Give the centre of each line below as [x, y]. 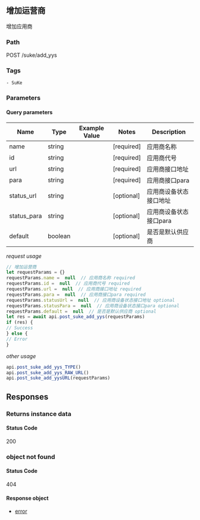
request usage [24, 256]
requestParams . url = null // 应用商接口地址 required [74, 289]
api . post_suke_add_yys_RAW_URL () [48, 372]
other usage [21, 356]
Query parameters [29, 112]
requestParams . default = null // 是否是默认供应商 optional [81, 311]
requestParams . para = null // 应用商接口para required [76, 295]
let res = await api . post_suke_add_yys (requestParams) [76, 317]
